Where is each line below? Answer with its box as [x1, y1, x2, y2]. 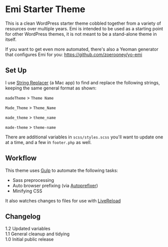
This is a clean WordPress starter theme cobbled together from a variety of [5, 20, 161, 26]
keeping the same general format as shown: [5, 85, 97, 91]
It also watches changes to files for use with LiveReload [5, 197, 121, 204]
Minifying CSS [12, 188, 42, 194]
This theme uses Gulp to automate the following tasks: [5, 167, 119, 173]
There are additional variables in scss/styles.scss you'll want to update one [5, 134, 163, 140]
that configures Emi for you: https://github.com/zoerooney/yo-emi [5, 52, 142, 58]
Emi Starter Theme [5, 4, 86, 15]
